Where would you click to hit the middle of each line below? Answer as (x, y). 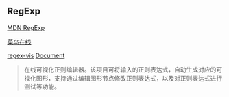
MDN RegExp (26, 27)
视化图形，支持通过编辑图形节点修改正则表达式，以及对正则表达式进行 (123, 78)
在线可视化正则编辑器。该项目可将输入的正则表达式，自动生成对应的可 (123, 69)
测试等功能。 (42, 86)
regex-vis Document (36, 55)
